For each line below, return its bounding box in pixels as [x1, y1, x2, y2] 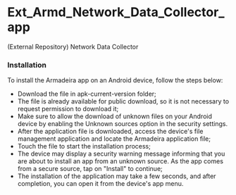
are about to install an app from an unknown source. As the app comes [17, 157, 224, 165]
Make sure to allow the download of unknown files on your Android [17, 112, 213, 120]
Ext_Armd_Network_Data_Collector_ [7, 4, 225, 20]
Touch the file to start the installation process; [17, 142, 151, 151]
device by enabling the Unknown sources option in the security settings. [17, 120, 228, 128]
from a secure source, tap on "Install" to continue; [17, 165, 163, 173]
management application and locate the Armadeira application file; [17, 134, 211, 143]
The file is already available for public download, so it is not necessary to [17, 97, 230, 106]
